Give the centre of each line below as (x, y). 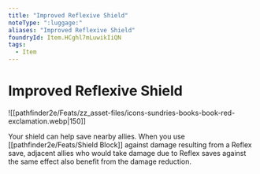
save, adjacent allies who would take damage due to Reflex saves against (127, 153)
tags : (17, 45)
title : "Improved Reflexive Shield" (68, 15)
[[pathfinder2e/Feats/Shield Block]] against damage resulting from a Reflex (130, 144)
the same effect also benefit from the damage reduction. (100, 161)
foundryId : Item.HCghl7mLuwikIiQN (65, 37)
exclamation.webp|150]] (47, 121)
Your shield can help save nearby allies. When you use (97, 136)
